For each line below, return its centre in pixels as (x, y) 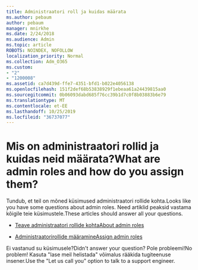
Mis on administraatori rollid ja (83, 146)
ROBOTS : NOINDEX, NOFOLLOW (40, 51)
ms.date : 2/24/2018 (30, 34)
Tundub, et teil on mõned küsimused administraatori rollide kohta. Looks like (99, 201)
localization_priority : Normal (45, 56)
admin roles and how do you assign (95, 172)
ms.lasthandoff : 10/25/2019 (41, 111)
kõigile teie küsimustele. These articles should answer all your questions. (95, 214)
